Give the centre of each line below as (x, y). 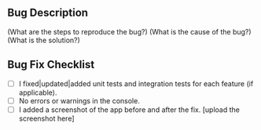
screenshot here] (46, 118)
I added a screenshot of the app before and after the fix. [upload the (129, 110)
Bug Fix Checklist (51, 65)
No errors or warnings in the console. (79, 100)
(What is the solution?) (44, 40)
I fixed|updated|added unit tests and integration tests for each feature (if (136, 83)
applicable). (38, 92)
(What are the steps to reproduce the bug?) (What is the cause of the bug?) (130, 31)
